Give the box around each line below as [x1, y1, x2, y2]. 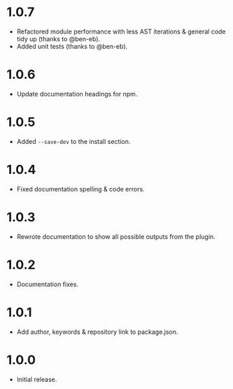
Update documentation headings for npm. [16, 89, 138, 98]
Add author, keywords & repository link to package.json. [16, 328, 178, 336]
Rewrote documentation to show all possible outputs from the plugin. [16, 232, 216, 241]
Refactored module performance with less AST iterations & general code [16, 27, 226, 36]
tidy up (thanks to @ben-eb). [16, 34, 101, 43]
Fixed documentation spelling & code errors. [16, 184, 145, 193]
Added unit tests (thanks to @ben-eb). [16, 42, 128, 50]
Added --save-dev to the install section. [16, 137, 131, 145]
